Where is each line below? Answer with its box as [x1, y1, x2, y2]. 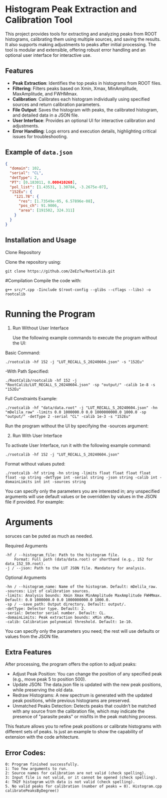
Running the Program [5, 308, 95, 319]
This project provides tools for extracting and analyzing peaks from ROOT [5, 31, 157, 37]
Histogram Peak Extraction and [5, 4, 137, 15]
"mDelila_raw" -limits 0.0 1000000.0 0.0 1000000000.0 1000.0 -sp [5, 409, 146, 415]
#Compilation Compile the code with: [5, 277, 81, 283]
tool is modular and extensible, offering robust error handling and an [5, 47, 146, 53]
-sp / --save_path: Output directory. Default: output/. [5, 602, 126, 607]
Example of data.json [5, 148, 73, 157]
